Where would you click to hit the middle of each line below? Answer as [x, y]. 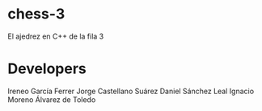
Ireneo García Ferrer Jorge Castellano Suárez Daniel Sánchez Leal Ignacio [131, 91]
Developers [47, 69]
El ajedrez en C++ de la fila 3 [56, 36]
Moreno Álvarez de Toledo [52, 99]
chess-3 [36, 14]
